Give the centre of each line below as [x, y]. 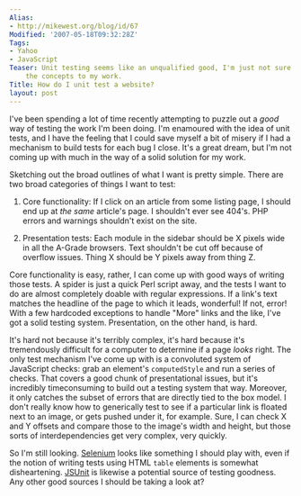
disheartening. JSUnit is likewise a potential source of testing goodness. [143, 472]
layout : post [34, 93]
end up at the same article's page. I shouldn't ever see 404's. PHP [145, 211]
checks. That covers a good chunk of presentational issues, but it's [134, 378]
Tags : [19, 43]
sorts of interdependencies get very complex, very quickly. [118, 435]
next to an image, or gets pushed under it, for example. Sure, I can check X [148, 416]
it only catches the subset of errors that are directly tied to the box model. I [148, 397]
